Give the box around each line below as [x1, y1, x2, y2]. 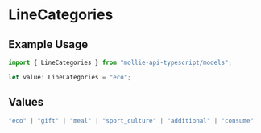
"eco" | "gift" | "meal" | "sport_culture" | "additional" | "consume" [8, 116, 255, 125]
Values [8, 95, 44, 109]
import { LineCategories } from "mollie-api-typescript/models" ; [8, 58, 232, 66]
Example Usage [8, 38, 89, 51]
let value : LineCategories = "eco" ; [8, 73, 131, 81]
